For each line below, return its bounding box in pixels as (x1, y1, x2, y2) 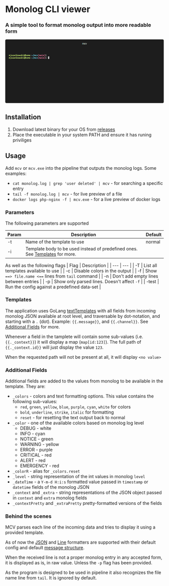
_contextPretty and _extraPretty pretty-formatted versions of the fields (12, 500, 162, 506)
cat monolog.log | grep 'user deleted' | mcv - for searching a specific (12, 180, 163, 186)
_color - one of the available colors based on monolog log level (12, 420, 144, 426)
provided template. (5, 530, 44, 536)
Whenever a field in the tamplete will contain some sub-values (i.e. (5, 334, 143, 340)
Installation (5, 113, 41, 121)
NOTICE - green (20, 436, 54, 442)
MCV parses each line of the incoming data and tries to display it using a (5, 524, 156, 530)
